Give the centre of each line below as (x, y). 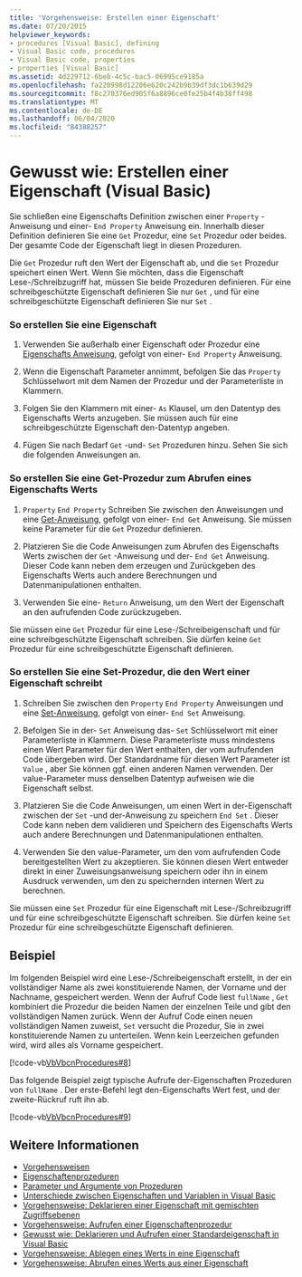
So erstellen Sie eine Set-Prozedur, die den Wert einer (130, 672)
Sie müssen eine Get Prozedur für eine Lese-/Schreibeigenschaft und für (145, 629)
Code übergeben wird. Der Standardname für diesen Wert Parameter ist (156, 759)
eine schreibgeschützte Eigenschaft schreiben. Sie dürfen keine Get (136, 638)
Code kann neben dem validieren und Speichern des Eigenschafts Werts (158, 824)
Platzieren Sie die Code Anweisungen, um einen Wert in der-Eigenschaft (157, 805)
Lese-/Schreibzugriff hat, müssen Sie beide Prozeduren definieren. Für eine (151, 282)
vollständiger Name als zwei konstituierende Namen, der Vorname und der (148, 987)
